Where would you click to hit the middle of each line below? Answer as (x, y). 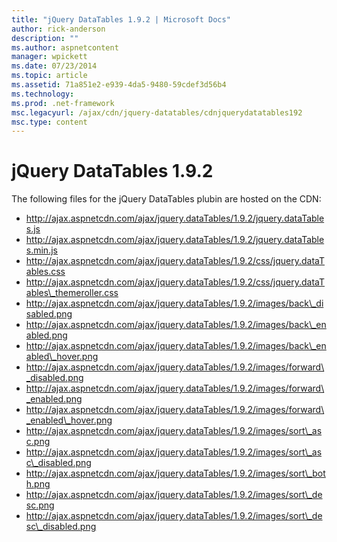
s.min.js (41, 250)
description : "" (45, 38)
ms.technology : (43, 94)
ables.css (45, 272)
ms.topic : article (49, 76)
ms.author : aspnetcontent (65, 47)
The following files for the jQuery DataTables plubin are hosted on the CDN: (166, 199)
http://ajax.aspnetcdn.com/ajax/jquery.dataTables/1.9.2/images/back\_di (174, 303)
